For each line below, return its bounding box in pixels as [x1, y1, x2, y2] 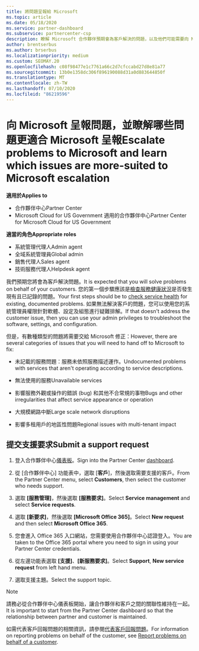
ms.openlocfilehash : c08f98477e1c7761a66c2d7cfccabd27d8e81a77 [6, 63, 166, 70]
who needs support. [14, 482, 64, 489]
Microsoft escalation [6, 171, 110, 185]
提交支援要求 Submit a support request [6, 440, 149, 450]
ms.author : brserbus [6, 47, 57, 53]
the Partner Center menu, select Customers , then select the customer [14, 476, 187, 483]
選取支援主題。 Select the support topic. [14, 576, 112, 583]
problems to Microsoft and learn [6, 146, 168, 160]
